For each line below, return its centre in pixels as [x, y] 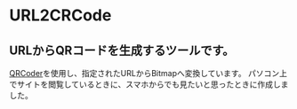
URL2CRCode [60, 16]
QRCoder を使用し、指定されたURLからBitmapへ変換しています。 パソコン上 [148, 73]
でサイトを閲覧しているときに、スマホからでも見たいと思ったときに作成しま [149, 84]
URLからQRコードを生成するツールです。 [122, 50]
